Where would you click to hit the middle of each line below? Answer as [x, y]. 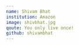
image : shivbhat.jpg [31, 22]
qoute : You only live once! [40, 28]
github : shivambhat [30, 33]
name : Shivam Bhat [28, 11]
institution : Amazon [31, 17]
